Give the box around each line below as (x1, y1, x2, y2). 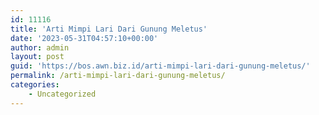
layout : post (10, 52, 65, 62)
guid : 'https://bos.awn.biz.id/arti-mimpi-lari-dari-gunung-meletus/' (10, 61, 311, 71)
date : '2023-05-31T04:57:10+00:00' (10, 33, 159, 43)
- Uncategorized (28, 89, 97, 99)
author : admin (10, 42, 70, 53)
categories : (10, 80, 60, 90)
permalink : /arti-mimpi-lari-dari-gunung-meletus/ (10, 71, 226, 81)
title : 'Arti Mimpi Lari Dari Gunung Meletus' (10, 24, 208, 34)
